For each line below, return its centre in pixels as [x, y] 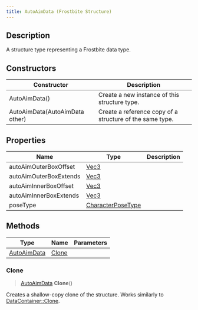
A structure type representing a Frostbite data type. [68, 50]
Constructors [31, 68]
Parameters [90, 243]
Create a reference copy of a [138, 112]
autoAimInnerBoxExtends [44, 195]
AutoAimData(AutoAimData [47, 112]
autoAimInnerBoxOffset [41, 186]
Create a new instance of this [139, 95]
